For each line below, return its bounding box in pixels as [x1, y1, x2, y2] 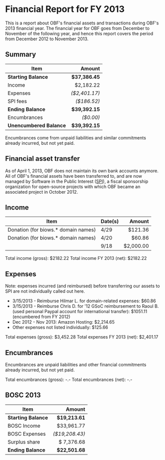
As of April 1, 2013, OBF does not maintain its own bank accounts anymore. [5, 168, 159, 174]
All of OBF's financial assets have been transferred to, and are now [5, 173, 143, 179]
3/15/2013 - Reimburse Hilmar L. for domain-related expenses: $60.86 [12, 298, 156, 304]
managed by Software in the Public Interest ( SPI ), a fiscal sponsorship [5, 178, 149, 184]
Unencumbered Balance [7, 122, 66, 129]
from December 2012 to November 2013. [5, 36, 88, 42]
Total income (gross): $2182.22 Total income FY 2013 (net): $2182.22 [5, 255, 147, 261]
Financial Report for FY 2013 [5, 3, 125, 15]
